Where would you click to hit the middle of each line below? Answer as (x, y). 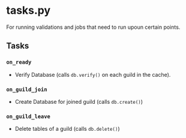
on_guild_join (27, 89)
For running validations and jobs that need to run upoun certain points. (93, 27)
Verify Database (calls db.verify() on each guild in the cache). (93, 74)
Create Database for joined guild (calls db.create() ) (79, 101)
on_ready (19, 62)
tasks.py (28, 10)
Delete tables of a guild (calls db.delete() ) (67, 129)
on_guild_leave (28, 116)
